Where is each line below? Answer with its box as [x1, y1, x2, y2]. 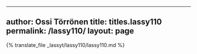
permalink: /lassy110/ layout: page [6, 26, 134, 36]
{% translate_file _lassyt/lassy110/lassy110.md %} [6, 41, 125, 48]
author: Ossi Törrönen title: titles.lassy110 [6, 17, 162, 27]
